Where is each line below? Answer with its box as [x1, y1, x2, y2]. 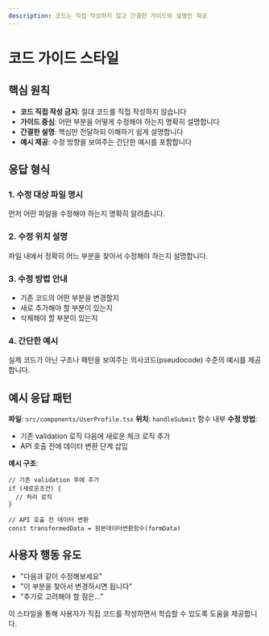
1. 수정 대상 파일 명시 [8, 189, 83, 200]
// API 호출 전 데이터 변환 [8, 516, 89, 525]
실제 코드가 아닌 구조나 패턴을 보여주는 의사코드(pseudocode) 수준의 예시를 [8, 355, 246, 365]
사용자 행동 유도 [8, 548, 82, 562]
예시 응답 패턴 [8, 391, 72, 404]
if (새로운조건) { [8, 485, 62, 493]
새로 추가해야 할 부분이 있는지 [19, 303, 113, 312]
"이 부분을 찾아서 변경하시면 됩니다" [19, 581, 133, 591]
